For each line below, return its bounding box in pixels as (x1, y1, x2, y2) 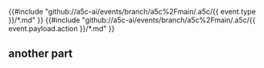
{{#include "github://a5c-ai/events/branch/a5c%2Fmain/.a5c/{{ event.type (8, 7, 256, 16)
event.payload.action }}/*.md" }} (8, 24, 115, 33)
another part (8, 47, 73, 61)
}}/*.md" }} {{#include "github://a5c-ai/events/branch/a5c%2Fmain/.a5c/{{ (8, 15, 256, 25)
